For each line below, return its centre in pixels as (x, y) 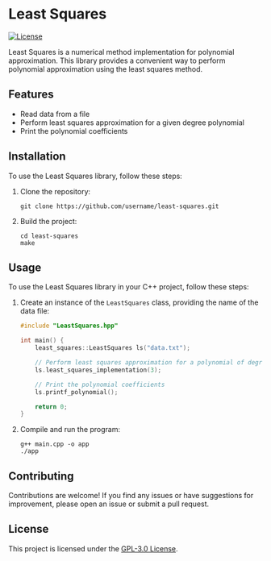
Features (31, 95)
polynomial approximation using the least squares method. (106, 69)
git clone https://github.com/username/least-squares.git (119, 206)
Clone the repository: (55, 191)
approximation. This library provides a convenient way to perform (117, 60)
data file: (35, 311)
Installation (37, 157)
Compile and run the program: (70, 430)
